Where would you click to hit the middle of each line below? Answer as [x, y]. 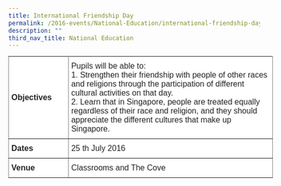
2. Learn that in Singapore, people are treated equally [165, 102]
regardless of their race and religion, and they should [164, 111]
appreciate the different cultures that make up [151, 120]
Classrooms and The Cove [118, 168]
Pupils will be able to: [108, 66]
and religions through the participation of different [158, 84]
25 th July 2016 [98, 148]
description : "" [35, 30]
